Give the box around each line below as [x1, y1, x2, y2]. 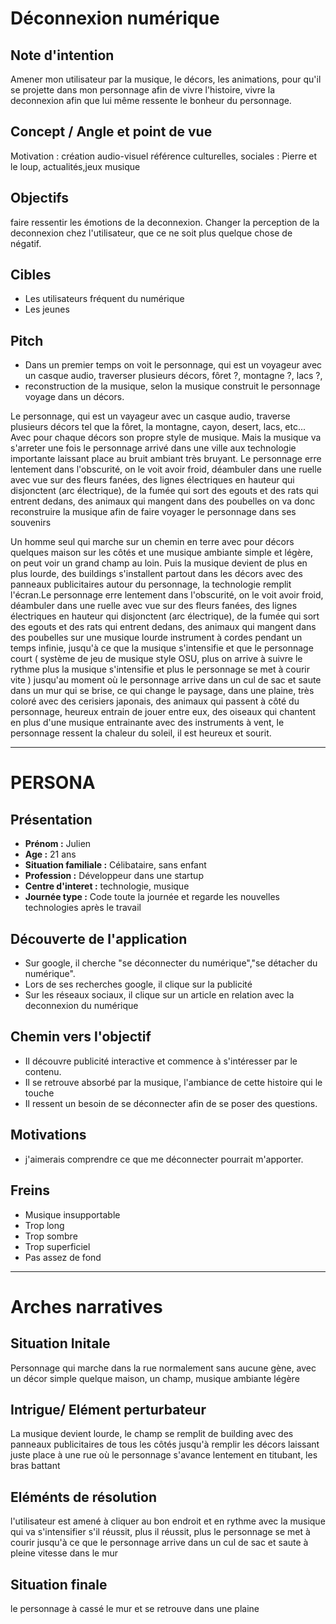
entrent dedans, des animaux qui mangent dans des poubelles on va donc [10, 495, 316, 507]
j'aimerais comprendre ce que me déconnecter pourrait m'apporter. [24, 1153, 304, 1165]
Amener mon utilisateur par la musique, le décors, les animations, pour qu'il [10, 73, 322, 85]
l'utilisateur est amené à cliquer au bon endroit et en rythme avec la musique [10, 1515, 326, 1527]
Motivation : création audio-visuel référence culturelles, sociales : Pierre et [10, 150, 318, 162]
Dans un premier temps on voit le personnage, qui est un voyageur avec [24, 359, 323, 371]
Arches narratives [10, 1295, 163, 1318]
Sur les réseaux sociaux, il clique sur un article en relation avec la [24, 989, 295, 1001]
